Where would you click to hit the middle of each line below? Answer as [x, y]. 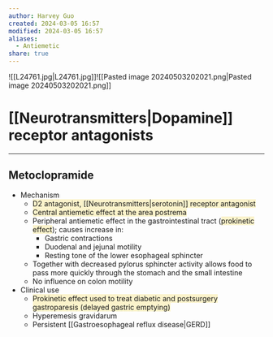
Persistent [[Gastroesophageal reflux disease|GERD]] [121, 324]
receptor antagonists [81, 136]
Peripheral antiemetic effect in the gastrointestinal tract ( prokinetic [143, 221]
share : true [28, 54]
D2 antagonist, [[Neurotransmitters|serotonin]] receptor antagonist [144, 203]
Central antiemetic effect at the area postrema [109, 212]
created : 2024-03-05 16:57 [54, 24]
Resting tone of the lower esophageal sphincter [123, 255]
